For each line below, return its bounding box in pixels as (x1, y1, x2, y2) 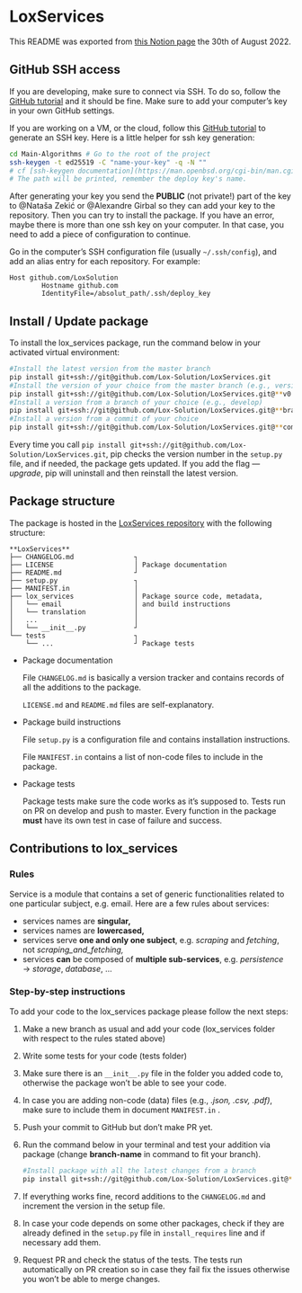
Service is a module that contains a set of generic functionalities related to (9, 888, 285, 899)
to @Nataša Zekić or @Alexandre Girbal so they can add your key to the (9, 201, 276, 211)
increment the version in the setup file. (22, 1200, 165, 1211)
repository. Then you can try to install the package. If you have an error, (9, 210, 275, 221)
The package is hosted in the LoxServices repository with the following (9, 517, 272, 528)
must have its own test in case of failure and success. (22, 815, 223, 825)
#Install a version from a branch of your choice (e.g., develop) (9, 397, 263, 406)
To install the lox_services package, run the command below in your (9, 337, 261, 348)
